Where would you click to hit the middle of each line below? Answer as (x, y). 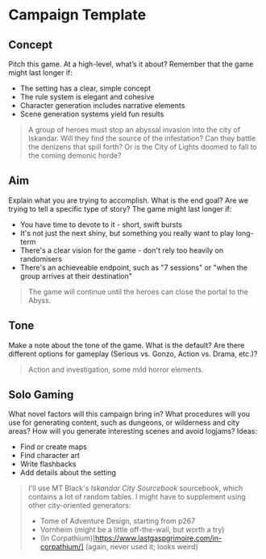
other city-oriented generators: (79, 506)
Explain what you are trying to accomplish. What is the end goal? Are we (128, 200)
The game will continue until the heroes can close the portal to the (138, 292)
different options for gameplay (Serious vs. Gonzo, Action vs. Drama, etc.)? (133, 354)
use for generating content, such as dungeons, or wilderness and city (124, 422)
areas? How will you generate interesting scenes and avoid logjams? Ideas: (133, 431)
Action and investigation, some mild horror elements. (116, 369)
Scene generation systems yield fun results (92, 114)
